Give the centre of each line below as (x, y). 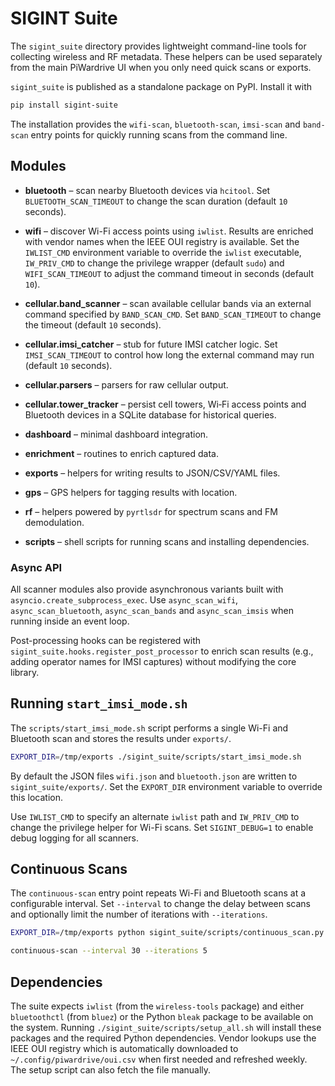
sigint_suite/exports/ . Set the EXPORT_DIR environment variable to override (166, 786)
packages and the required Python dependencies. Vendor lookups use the (163, 1038)
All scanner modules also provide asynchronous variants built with (147, 589)
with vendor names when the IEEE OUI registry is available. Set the (162, 241)
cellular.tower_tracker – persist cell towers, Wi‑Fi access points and (165, 404)
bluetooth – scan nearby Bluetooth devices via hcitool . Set (147, 190)
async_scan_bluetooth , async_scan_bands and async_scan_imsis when (152, 610)
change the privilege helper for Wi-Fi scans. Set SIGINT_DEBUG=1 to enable (162, 827)
